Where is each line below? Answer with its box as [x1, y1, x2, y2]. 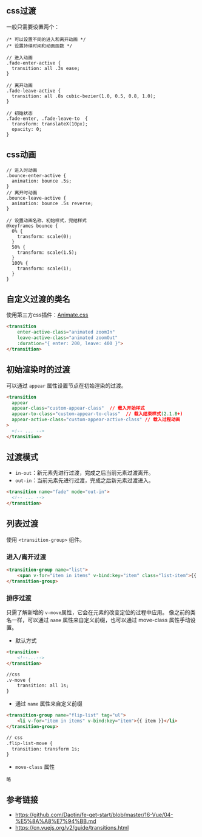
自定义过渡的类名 [6, 294, 70, 304]
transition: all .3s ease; [12, 65, 80, 71]
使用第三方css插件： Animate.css [6, 311, 89, 318]
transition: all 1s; [17, 682, 69, 689]
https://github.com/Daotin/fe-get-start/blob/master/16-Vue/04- [15, 811, 173, 819]
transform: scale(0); [17, 233, 72, 239]
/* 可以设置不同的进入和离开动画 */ [6, 36, 86, 43]
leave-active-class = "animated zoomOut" [17, 335, 118, 341]
